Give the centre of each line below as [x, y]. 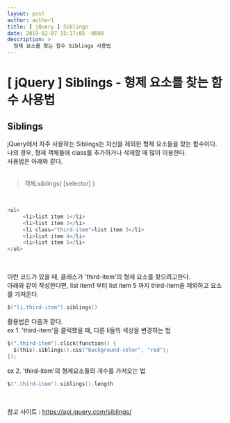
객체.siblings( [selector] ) [59, 183]
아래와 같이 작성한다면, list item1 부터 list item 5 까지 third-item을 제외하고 [108, 286]
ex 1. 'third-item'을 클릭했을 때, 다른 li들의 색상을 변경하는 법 [89, 330]
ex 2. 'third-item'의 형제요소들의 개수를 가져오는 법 [76, 371]
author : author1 [31, 20]
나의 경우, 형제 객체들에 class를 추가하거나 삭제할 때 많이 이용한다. [97, 153]
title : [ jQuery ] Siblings [48, 26]
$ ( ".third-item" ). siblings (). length [60, 384]
